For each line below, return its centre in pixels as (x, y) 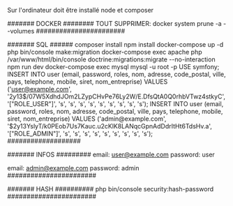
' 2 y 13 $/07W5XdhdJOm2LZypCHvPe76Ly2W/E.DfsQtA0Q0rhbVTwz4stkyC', (116, 96)
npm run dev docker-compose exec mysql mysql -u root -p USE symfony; (113, 67)
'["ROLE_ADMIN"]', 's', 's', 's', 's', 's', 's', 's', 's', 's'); (80, 133)
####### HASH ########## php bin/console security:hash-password (111, 189)
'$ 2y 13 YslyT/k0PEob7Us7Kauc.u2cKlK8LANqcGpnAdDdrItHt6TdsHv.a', (110, 126)
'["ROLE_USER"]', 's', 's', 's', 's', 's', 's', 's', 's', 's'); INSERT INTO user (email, (115, 104)
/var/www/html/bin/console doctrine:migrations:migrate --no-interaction (111, 59)
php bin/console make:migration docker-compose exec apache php (105, 52)
